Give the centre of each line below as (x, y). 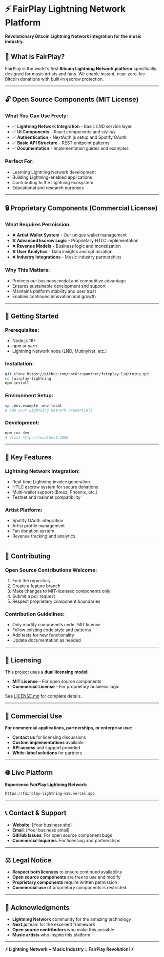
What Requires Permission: (38, 225)
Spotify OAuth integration (38, 521)
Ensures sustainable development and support (59, 286)
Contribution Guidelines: (35, 614)
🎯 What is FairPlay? (35, 57)
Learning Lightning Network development (54, 172)
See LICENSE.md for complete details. (43, 696)
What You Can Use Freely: (37, 116)
